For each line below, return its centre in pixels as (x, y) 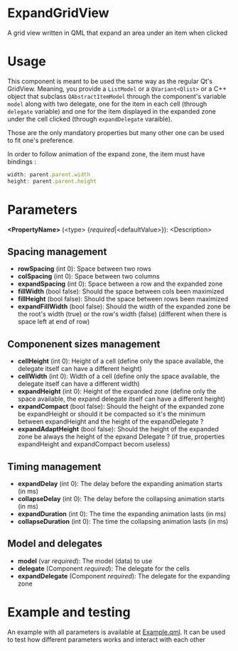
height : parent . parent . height (52, 181)
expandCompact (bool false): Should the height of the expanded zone (121, 407)
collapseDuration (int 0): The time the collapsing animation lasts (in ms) (123, 521)
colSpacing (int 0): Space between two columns (88, 276)
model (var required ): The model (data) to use (85, 561)
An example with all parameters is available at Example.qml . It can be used (117, 632)
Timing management (54, 467)
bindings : (22, 161)
